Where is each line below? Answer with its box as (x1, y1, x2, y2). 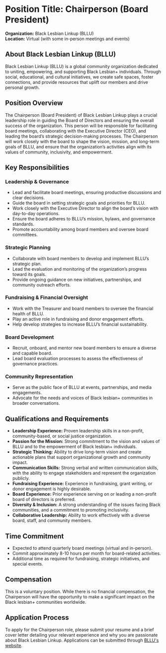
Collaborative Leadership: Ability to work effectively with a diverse (12, 512, 150, 518)
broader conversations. (12, 400, 60, 406)
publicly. (12, 475, 30, 481)
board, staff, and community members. (12, 517, 92, 523)
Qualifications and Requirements (5, 415, 109, 423)
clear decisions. (12, 195, 45, 201)
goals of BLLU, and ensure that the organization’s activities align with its (5, 144, 152, 149)
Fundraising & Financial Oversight (5, 294, 88, 301)
